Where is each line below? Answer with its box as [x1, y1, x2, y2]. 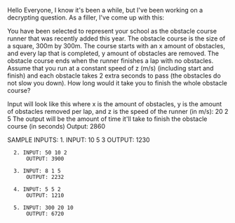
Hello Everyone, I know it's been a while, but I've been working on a [7, 6, 203, 14]
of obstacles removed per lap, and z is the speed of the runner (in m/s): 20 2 [7, 108, 229, 115]
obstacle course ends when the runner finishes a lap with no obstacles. [7, 57, 214, 65]
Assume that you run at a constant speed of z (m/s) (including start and [7, 64, 214, 72]
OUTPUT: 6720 [25, 210, 65, 217]
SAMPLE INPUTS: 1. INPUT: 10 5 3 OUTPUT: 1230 [7, 136, 150, 144]
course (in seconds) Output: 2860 [7, 122, 106, 130]
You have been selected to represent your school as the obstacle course [7, 27, 217, 35]
